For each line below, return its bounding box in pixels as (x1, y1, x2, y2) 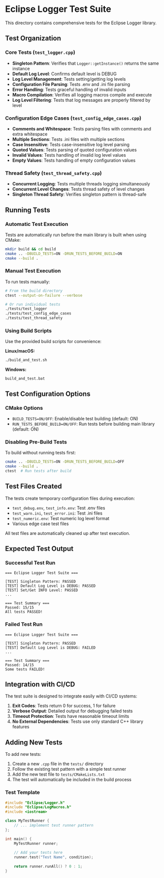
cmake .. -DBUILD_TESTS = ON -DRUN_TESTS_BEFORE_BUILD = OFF (5, 459, 125, 464)
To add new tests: (5, 751, 41, 757)
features (12, 724, 30, 730)
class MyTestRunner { (5, 818, 50, 824)
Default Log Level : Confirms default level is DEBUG (12, 71, 117, 77)
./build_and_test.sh (5, 357, 48, 363)
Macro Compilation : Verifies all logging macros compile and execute (12, 91, 152, 97)
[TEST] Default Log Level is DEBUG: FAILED (5, 645, 96, 650)
